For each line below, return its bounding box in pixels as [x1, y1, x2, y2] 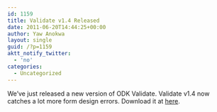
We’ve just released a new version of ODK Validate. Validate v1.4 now [7, 89, 210, 98]
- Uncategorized [13, 69, 62, 77]
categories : [7, 63, 43, 70]
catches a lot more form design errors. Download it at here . [7, 96, 181, 105]
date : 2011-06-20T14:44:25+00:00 [7, 23, 106, 30]
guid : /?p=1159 [7, 43, 52, 50]
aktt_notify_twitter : [7, 50, 72, 57]
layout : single [7, 37, 52, 44]
